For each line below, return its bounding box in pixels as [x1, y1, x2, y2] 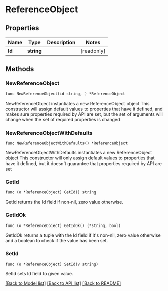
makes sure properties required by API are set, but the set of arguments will [5, 111, 163, 117]
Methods [5, 64, 34, 73]
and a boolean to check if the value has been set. [5, 237, 108, 243]
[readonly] [80, 47, 106, 54]
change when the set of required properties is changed [5, 116, 120, 122]
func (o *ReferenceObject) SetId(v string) [5, 262, 99, 267]
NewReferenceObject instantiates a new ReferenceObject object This [5, 100, 150, 106]
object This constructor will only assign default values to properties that [5, 155, 155, 161]
